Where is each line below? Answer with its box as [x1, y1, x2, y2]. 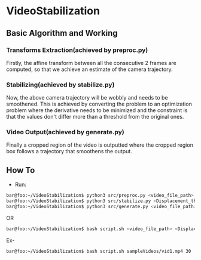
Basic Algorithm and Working [6, 28, 118, 38]
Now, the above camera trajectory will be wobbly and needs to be [6, 94, 169, 101]
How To [6, 165, 35, 175]
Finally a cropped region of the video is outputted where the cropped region [6, 141, 193, 148]
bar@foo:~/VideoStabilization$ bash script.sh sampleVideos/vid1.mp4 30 [6, 248, 191, 254]
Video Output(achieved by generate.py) [6, 128, 124, 137]
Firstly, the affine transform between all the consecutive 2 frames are [6, 59, 176, 66]
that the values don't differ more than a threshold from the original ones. [6, 113, 184, 120]
